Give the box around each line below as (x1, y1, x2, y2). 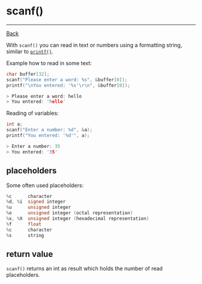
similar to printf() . (6, 48, 54, 55)
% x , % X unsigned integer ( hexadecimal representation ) (6, 215, 149, 221)
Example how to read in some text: (6, 59, 92, 67)
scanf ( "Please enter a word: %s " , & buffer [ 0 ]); (6, 76, 128, 82)
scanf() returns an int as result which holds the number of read (6, 265, 163, 272)
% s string (6, 232, 44, 238)
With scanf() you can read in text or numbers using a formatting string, (6, 41, 182, 49)
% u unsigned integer (6, 205, 71, 211)
